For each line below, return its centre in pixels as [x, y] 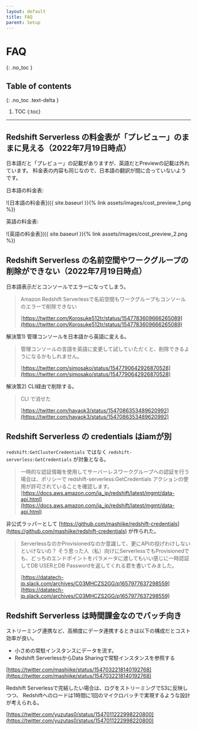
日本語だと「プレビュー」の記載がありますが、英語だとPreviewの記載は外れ [98, 163]
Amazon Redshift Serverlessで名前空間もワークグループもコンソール [103, 299]
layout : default [26, 11]
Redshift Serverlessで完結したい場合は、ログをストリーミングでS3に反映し [97, 688]
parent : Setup [23, 22]
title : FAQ [19, 17]
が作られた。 [144, 531]
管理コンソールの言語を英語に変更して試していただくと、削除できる [102, 349]
